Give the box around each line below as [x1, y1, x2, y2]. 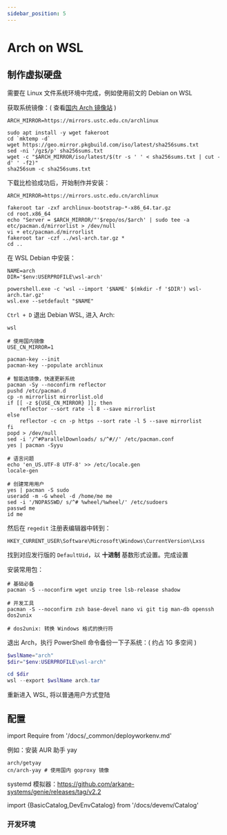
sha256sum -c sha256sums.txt [7, 165, 91, 173]
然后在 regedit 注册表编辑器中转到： [7, 524, 111, 532]
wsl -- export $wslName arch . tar [7, 678, 100, 684]
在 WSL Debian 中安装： [7, 253, 76, 262]
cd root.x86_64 [7, 210, 51, 218]
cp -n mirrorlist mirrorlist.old [7, 393, 103, 401]
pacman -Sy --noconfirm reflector [7, 381, 107, 388]
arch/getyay [7, 759, 41, 767]
